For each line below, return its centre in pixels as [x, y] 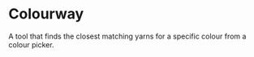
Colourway [46, 14]
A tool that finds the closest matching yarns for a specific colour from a [127, 36]
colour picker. [31, 44]
